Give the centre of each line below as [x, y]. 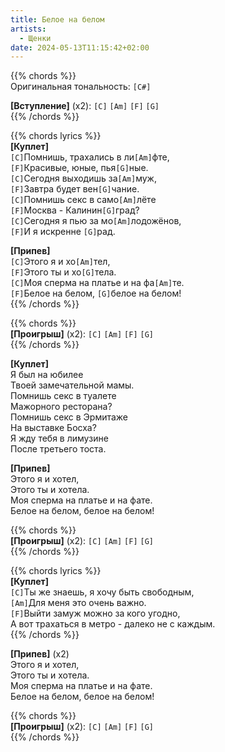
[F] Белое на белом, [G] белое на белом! [96, 293]
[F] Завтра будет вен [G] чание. [75, 189]
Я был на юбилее [47, 375]
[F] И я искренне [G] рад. [63, 232]
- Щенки [35, 38]
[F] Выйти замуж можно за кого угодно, [95, 613]
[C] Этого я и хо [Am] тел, [60, 262]
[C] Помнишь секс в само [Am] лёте [83, 200]
